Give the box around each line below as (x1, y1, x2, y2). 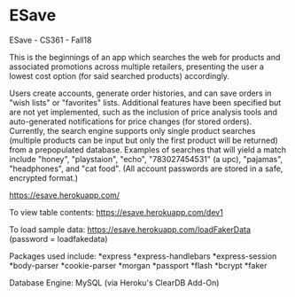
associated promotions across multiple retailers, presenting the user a (9, 61, 264, 72)
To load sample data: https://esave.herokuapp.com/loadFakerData (9, 223, 251, 235)
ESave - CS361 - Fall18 (9, 35, 92, 45)
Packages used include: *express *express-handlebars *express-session (9, 250, 277, 262)
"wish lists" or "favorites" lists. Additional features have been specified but (9, 97, 282, 107)
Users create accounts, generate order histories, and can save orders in (9, 88, 272, 98)
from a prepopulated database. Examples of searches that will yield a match (9, 144, 286, 155)
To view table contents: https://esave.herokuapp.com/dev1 (9, 207, 223, 217)
